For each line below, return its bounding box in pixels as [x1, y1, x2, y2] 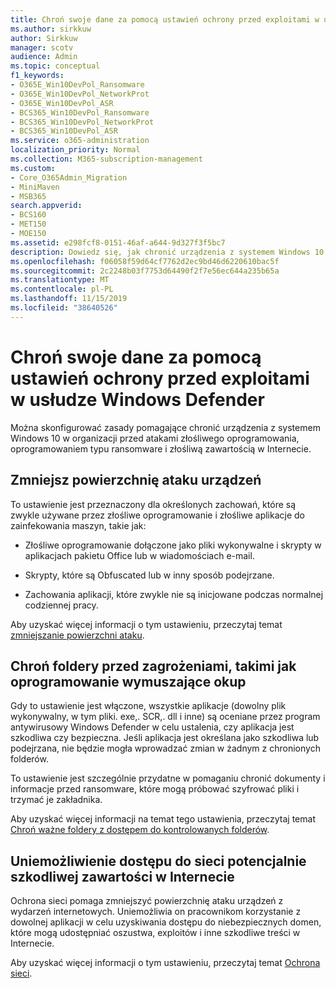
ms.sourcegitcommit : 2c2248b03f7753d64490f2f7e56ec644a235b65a [10, 266, 280, 276]
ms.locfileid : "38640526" [10, 303, 118, 313]
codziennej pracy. [24, 599, 99, 611]
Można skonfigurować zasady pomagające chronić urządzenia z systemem [10, 421, 321, 433]
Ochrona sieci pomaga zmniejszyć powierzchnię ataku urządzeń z [10, 895, 284, 907]
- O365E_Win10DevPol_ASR [10, 98, 114, 108]
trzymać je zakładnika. [10, 794, 103, 806]
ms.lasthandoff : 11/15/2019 [10, 294, 128, 304]
